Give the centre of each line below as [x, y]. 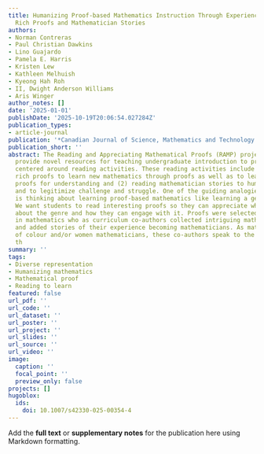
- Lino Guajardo [35, 52]
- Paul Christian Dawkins [50, 45]
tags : [17, 257]
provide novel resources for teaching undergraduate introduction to [131, 162]
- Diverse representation [50, 264]
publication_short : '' [45, 147]
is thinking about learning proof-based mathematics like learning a [131, 198]
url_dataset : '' [35, 316]
